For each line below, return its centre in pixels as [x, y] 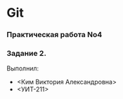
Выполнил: [23, 68]
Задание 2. [27, 54]
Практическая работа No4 [54, 35]
